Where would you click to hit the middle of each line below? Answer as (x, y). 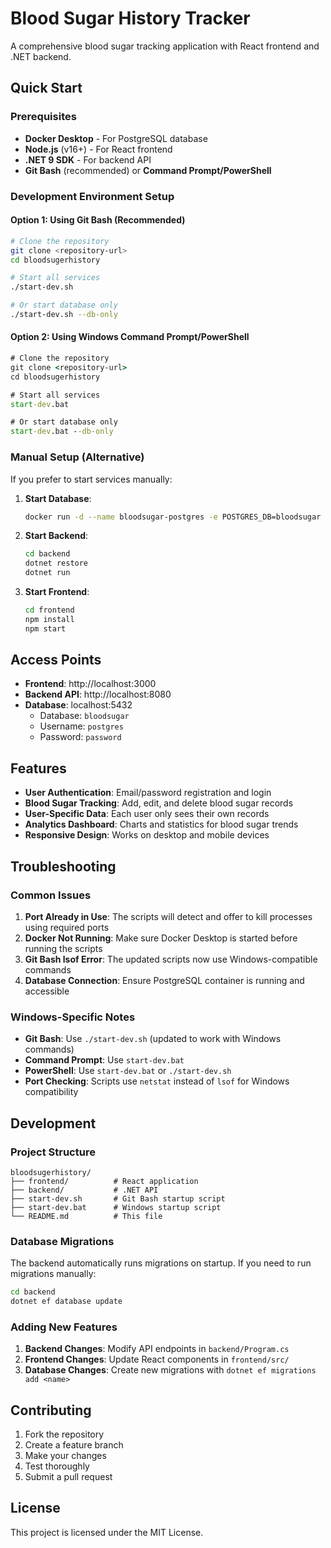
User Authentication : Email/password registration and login (148, 793)
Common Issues (51, 895)
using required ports (67, 927)
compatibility (51, 1092)
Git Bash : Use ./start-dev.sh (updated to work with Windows (153, 1039)
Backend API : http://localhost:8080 (98, 694)
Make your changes (65, 1456)
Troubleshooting (63, 866)
